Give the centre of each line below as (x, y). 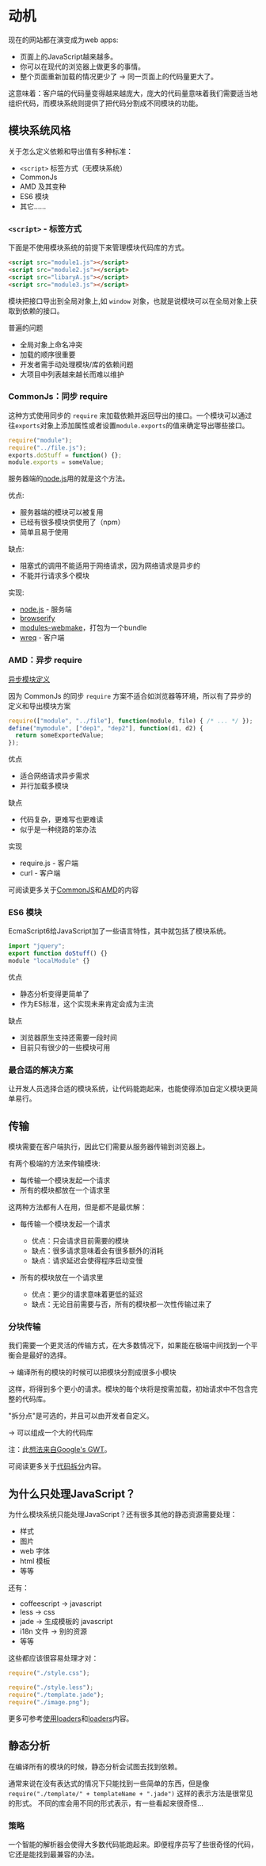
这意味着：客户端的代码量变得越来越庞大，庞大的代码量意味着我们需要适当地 (133, 93)
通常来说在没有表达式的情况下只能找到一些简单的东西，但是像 (109, 1783)
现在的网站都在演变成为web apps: (63, 40)
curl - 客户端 (40, 873)
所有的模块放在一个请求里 (61, 1278)
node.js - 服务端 (46, 609)
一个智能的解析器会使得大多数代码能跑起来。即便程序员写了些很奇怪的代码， (133, 1844)
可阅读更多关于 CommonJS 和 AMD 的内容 (74, 890)
